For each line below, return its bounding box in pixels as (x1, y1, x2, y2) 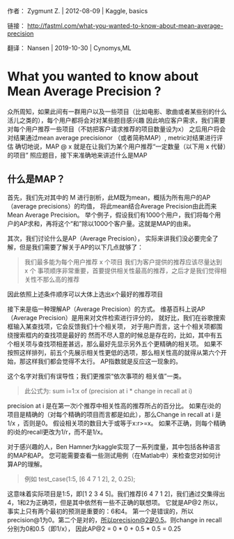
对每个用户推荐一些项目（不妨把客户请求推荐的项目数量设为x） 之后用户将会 (7, 125, 226, 133)
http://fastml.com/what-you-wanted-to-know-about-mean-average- (26, 22, 224, 30)
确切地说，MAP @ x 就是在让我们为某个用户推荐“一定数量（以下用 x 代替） (15, 142, 226, 151)
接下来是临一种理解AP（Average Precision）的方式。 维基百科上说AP (7, 305, 205, 313)
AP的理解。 (13, 460, 47, 468)
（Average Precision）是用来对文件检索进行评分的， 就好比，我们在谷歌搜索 (7, 313, 226, 321)
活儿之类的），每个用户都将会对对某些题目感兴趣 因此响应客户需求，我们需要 (7, 116, 226, 124)
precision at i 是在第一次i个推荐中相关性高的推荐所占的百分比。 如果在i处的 (7, 401, 221, 410)
